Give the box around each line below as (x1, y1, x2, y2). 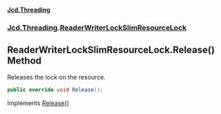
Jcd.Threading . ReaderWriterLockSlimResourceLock (7, 23, 187, 32)
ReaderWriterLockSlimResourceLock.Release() (7, 44, 215, 55)
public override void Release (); (7, 86, 104, 93)
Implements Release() (7, 99, 69, 107)
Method (7, 55, 42, 66)
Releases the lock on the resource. (7, 73, 106, 82)
